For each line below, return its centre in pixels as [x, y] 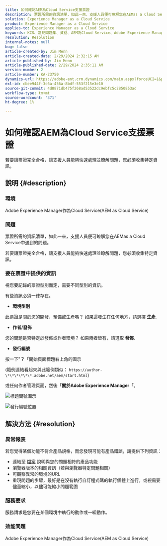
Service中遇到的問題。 [28, 243]
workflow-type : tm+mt [28, 93]
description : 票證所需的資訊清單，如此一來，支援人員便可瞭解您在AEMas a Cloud [80, 14]
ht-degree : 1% [20, 102]
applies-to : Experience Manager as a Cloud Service [60, 28]
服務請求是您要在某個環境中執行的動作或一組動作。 [57, 512]
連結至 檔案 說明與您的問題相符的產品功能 [55, 462]
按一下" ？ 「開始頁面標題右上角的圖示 [43, 359]
